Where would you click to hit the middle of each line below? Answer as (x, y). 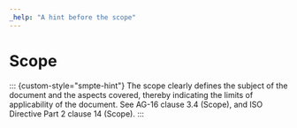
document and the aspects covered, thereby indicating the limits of (131, 94)
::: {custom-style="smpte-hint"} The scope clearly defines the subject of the (148, 86)
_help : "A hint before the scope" (73, 17)
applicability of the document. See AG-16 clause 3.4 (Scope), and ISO (136, 104)
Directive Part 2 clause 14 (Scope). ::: (76, 113)
